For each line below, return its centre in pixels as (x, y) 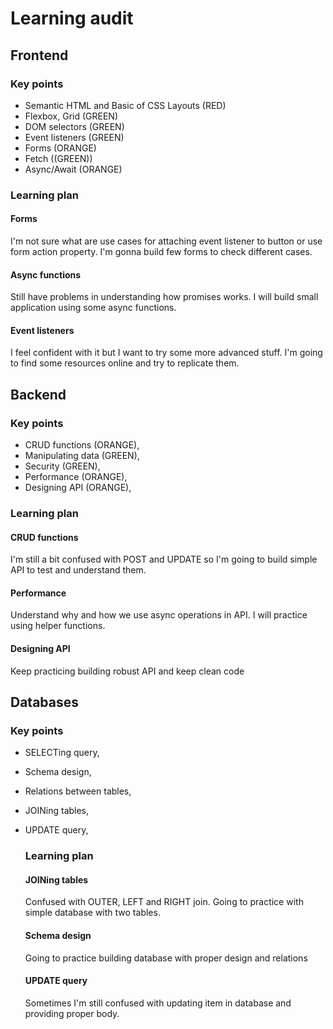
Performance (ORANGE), (76, 477)
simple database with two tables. (92, 913)
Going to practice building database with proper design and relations (166, 958)
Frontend (39, 55)
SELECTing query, (62, 753)
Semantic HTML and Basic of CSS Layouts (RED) (125, 105)
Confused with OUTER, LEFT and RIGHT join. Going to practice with (164, 902)
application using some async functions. (93, 308)
